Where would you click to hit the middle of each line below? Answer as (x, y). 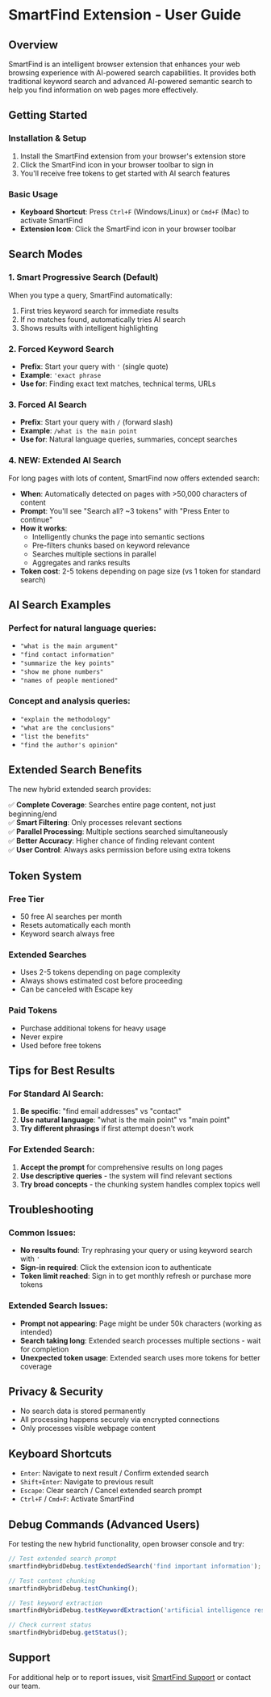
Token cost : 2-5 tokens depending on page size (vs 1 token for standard (140, 571)
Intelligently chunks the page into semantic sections (119, 536)
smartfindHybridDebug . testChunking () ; (73, 1588)
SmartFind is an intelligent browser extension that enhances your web (124, 64)
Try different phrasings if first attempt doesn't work (107, 1128)
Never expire (41, 1036)
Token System (45, 876)
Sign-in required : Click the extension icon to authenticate (116, 1267)
